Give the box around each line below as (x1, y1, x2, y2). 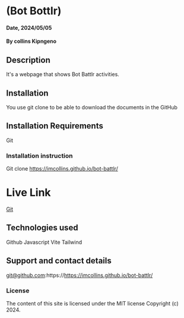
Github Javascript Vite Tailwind (6, 238, 83, 245)
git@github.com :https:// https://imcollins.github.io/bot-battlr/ (6, 272, 153, 279)
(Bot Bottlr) (6, 4, 62, 18)
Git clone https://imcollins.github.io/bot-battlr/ (6, 165, 119, 172)
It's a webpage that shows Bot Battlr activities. (6, 71, 120, 78)
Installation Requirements (6, 121, 104, 131)
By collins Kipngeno (6, 37, 57, 45)
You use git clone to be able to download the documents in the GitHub (6, 104, 178, 111)
